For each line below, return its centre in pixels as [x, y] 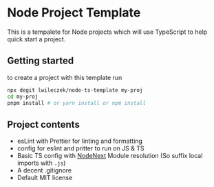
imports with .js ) [41, 163]
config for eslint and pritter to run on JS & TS [81, 148]
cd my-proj [23, 97]
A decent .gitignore [44, 170]
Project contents [44, 125]
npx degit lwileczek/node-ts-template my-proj [75, 90]
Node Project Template [74, 13]
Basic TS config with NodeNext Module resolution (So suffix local [110, 156]
